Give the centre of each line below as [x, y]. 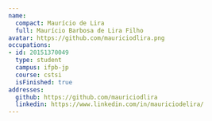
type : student [39, 60]
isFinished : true [44, 82]
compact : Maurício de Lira [60, 23]
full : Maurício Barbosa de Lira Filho [80, 30]
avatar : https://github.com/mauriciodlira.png [87, 38]
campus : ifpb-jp [42, 68]
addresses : [26, 90]
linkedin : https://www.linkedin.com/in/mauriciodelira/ [110, 104]
